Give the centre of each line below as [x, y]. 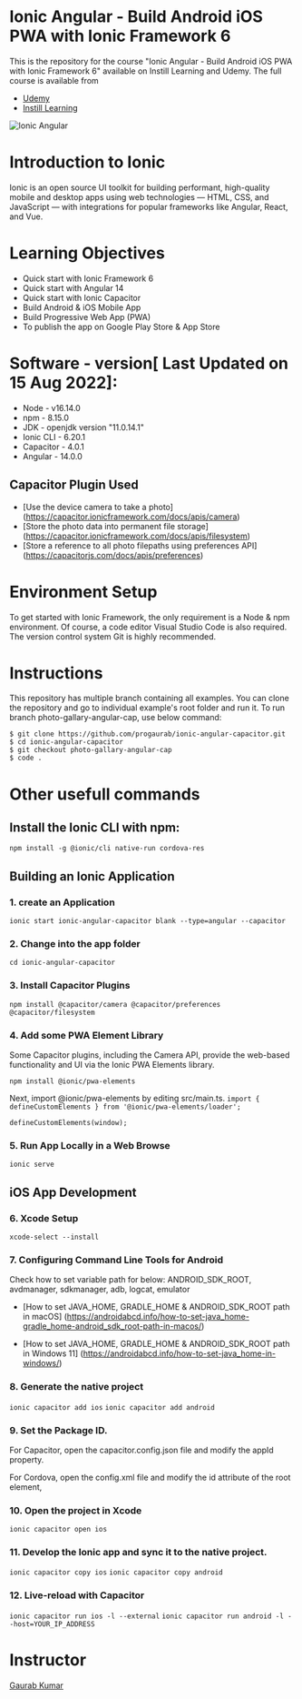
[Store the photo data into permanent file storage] [115, 526]
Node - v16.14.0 [52, 407]
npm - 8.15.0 [46, 417]
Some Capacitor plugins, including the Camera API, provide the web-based [150, 1055]
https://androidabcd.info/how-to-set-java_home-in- [180, 1353]
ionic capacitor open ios [58, 1530]
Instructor [48, 1659]
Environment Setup [83, 592]
